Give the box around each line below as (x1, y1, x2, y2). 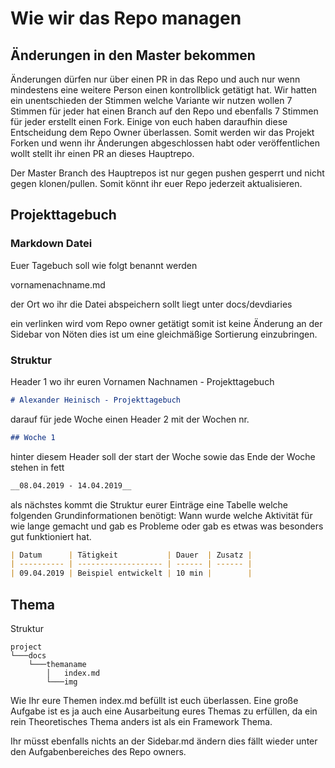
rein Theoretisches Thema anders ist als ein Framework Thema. (10, 716, 273, 728)
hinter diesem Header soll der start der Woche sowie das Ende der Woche (10, 450, 316, 462)
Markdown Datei (10, 237, 93, 251)
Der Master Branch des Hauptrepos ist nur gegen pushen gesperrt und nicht (10, 167, 325, 179)
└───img (46, 677, 78, 687)
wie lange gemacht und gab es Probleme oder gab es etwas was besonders (10, 520, 324, 532)
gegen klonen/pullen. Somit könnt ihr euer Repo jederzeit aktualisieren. (10, 178, 303, 189)
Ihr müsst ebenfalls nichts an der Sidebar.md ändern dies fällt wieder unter (10, 735, 318, 747)
